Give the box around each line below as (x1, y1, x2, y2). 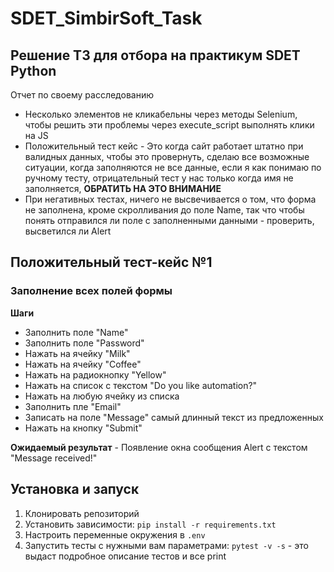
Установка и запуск (10, 481, 140, 498)
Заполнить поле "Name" (24, 326, 129, 338)
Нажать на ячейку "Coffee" (24, 358, 142, 370)
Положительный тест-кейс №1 (10, 254, 213, 271)
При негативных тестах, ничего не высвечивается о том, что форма (24, 193, 317, 205)
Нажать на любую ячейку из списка (24, 390, 180, 402)
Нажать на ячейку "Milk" (24, 347, 131, 359)
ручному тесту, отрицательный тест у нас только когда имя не (24, 172, 294, 184)
